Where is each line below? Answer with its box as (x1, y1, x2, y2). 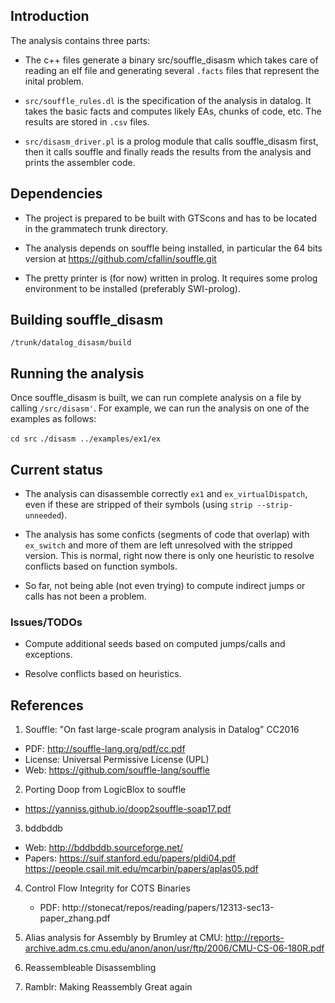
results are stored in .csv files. (24, 115, 150, 128)
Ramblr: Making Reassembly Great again (24, 981, 193, 993)
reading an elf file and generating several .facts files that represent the (24, 64, 320, 76)
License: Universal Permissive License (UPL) (24, 754, 210, 766)
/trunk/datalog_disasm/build (10, 338, 132, 348)
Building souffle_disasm (10, 312, 164, 329)
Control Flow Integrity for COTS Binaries (24, 882, 191, 894)
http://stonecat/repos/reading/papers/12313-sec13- (61, 902, 275, 914)
